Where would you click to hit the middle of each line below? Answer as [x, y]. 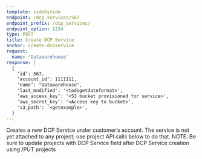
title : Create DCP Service [40, 40]
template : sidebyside [34, 12]
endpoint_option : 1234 [35, 29]
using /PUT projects [31, 149]
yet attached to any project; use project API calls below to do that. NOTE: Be [101, 137]
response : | [21, 62]
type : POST [20, 34]
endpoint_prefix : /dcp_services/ [48, 23]
